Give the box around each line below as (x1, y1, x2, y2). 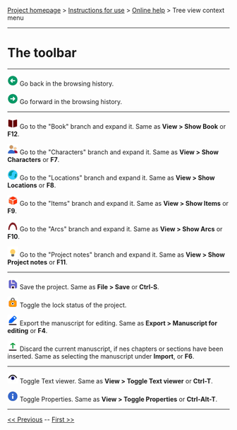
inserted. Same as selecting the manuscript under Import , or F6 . (7, 351, 195, 360)
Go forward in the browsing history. (19, 97, 123, 105)
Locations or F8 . (7, 180, 56, 190)
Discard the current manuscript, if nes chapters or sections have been (19, 344, 224, 353)
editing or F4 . (7, 326, 48, 335)
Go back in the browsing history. (19, 79, 114, 88)
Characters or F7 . (7, 155, 60, 163)
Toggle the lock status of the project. (19, 301, 127, 309)
